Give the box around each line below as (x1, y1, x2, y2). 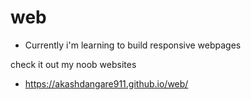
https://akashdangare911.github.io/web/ (24, 77, 189, 90)
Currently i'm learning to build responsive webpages (24, 39, 242, 51)
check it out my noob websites (10, 58, 137, 70)
